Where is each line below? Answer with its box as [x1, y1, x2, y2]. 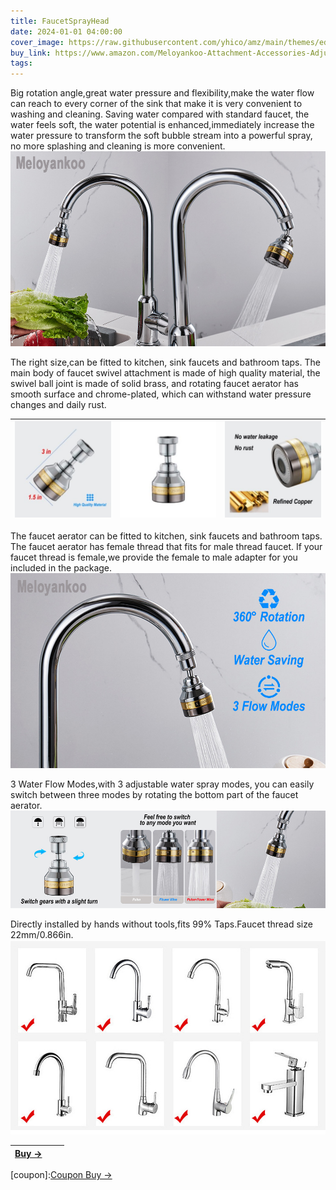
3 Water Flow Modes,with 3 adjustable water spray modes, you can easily [10, 778, 315, 790]
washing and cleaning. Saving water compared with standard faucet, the [10, 108, 310, 120]
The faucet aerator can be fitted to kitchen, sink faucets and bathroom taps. [10, 530, 323, 542]
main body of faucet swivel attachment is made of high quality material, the [10, 366, 321, 379]
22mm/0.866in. [10, 928, 74, 940]
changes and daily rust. [10, 398, 107, 410]
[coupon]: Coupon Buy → [10, 1169, 113, 1181]
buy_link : [10, 48, 52, 58]
